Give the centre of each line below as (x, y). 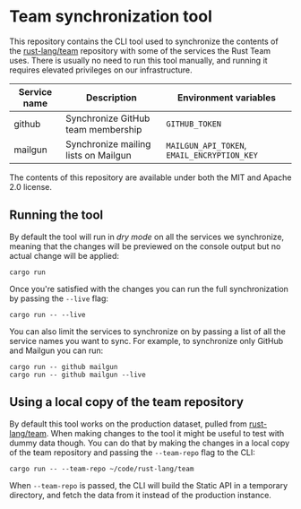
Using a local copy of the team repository (127, 402)
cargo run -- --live (48, 315)
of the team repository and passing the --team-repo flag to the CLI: (132, 452)
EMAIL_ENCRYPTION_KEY (212, 155)
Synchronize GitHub (108, 118)
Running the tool (56, 216)
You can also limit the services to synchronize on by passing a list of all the (148, 331)
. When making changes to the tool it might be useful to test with (165, 433)
